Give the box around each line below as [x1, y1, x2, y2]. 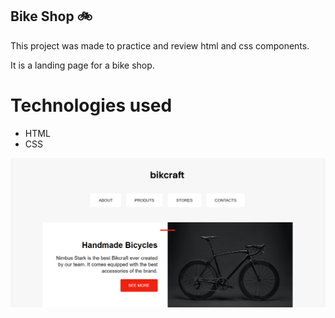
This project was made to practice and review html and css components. [10, 39, 310, 52]
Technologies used [10, 94, 173, 117]
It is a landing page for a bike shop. [10, 59, 155, 71]
